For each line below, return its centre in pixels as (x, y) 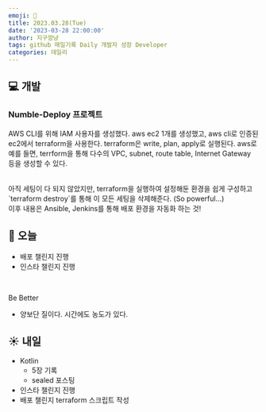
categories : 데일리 (38, 52)
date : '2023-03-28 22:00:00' (56, 30)
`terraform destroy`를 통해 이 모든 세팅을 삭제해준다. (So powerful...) (116, 198)
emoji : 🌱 (23, 15)
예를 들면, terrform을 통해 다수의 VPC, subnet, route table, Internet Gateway (130, 153)
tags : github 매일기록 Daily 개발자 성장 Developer (88, 45)
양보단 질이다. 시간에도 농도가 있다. (74, 314)
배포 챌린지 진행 (44, 256)
